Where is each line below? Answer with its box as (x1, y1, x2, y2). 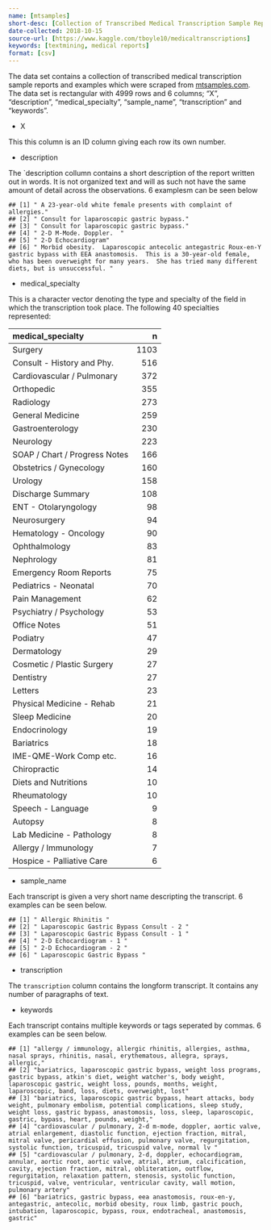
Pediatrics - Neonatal (12, 580, 94, 591)
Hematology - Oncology (12, 527, 105, 539)
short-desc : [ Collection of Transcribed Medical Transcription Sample (8, 19, 251, 27)
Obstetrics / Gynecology (12, 462, 105, 473)
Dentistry (12, 672, 48, 682)
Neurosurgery (12, 515, 66, 525)
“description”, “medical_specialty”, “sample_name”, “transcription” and (8, 98, 242, 106)
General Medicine (12, 410, 80, 420)
